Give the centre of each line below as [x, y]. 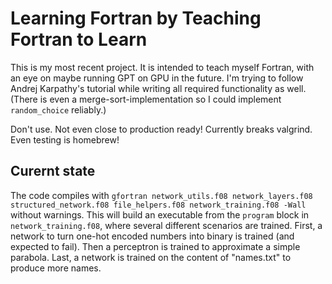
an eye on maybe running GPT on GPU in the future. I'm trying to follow [157, 78]
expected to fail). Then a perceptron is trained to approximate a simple [155, 246]
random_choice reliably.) [58, 109]
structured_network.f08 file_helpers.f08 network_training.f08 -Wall [158, 205]
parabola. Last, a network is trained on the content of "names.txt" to [151, 257]
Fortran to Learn [79, 39]
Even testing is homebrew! [65, 139]
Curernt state [53, 171]
